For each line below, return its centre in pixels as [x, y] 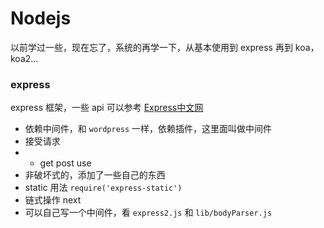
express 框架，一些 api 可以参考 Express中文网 [107, 108]
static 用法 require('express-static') [103, 188]
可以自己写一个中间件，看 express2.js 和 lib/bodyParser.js [148, 213]
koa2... [24, 58]
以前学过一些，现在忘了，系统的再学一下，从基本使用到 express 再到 [151, 47]
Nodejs [41, 18]
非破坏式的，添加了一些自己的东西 [95, 175]
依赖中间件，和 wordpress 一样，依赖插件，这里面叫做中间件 [148, 129]
